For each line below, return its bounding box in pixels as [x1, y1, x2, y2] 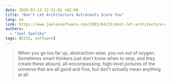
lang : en [5, 17, 24, 22]
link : [5, 21, 17, 27]
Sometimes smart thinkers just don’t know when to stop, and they [17, 55, 155, 61]
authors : [5, 26, 24, 32]
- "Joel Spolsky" [10, 31, 47, 36]
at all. [17, 71, 30, 77]
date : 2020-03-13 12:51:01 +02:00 [5, 7, 79, 13]
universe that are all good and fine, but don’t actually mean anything [17, 66, 161, 72]
